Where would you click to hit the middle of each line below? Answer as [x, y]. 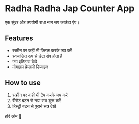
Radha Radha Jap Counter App [70, 9]
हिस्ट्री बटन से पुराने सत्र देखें [34, 106]
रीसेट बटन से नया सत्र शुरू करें [36, 100]
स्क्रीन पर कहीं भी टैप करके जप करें [40, 95]
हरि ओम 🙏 [14, 116]
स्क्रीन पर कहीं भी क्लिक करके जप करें [42, 50]
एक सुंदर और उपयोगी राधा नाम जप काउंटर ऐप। [42, 22]
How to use [23, 83]
